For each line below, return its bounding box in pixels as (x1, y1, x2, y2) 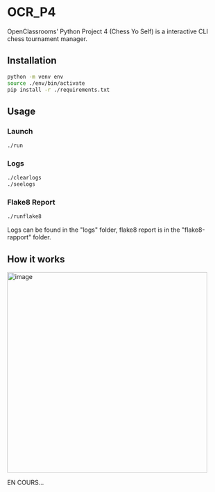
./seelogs (7, 181, 36, 188)
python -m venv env (7, 73, 64, 80)
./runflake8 (7, 213, 42, 220)
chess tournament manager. (7, 34, 88, 42)
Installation (7, 55, 57, 67)
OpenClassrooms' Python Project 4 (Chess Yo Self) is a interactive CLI (7, 27, 208, 35)
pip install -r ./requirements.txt (7, 86, 110, 93)
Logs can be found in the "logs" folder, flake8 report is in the (7, 225, 180, 234)
